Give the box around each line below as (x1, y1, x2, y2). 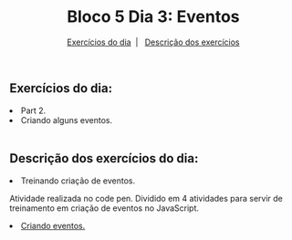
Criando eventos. (21, 220, 86, 231)
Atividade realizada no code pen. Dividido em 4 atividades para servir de (9, 193, 283, 203)
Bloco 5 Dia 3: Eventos (67, 6, 240, 27)
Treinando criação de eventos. (21, 175, 135, 186)
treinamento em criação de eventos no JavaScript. (9, 203, 199, 214)
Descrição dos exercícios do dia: (9, 151, 199, 166)
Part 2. (21, 105, 47, 116)
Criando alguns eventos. (21, 114, 112, 125)
